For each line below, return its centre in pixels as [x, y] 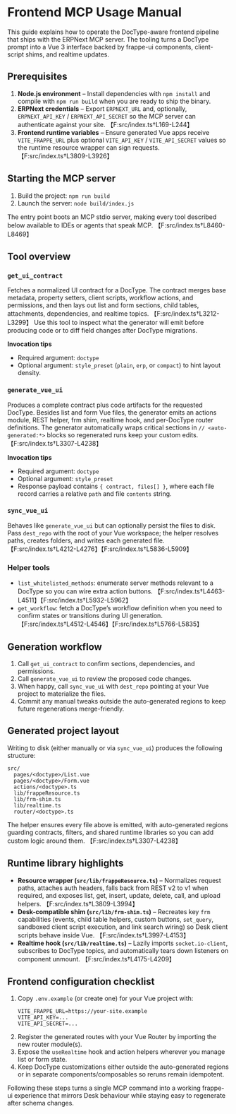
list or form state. [42, 1060]
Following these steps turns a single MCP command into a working [104, 1088]
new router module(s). [50, 1044]
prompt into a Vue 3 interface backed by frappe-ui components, [100, 47]
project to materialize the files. [61, 694]
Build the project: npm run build [64, 196]
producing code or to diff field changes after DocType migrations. [103, 331]
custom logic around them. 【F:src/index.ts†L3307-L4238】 [94, 841]
